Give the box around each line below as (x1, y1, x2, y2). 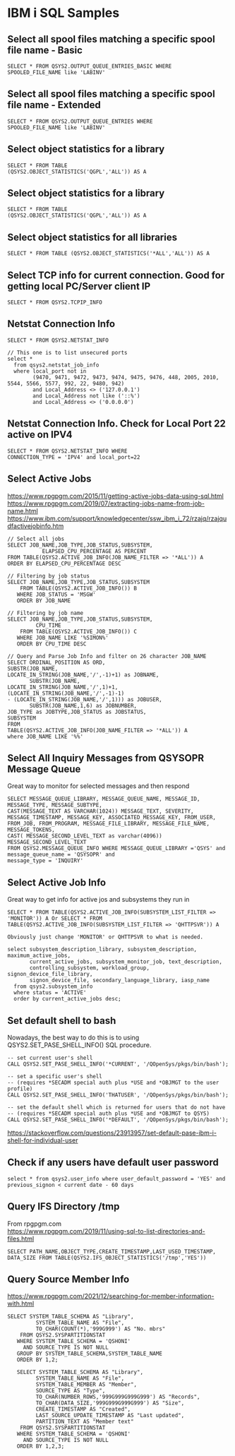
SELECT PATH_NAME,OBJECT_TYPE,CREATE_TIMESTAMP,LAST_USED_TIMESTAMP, (7, 1248, 217, 1255)
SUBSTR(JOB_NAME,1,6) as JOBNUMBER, (29, 702, 138, 709)
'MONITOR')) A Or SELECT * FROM (7, 915, 102, 922)
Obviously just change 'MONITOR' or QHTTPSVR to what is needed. (7, 933, 203, 941)
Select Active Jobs (7, 473, 92, 485)
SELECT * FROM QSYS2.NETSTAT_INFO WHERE (7, 447, 128, 455)
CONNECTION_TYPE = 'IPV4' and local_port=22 (7, 453, 140, 460)
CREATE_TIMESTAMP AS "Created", (35, 1406, 131, 1413)
